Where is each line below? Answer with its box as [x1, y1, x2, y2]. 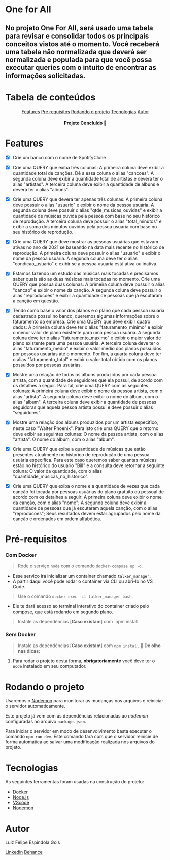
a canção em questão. [12, 298, 59, 304]
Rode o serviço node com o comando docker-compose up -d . [17, 563, 143, 569]
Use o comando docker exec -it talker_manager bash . [17, 593, 133, 599]
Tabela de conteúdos [5, 91, 96, 103]
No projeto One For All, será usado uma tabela [5, 24, 153, 32]
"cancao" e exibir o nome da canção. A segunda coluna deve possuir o [12, 287, 161, 293]
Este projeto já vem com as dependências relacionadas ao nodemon [5, 713, 148, 719]
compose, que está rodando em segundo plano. [12, 608, 113, 615]
